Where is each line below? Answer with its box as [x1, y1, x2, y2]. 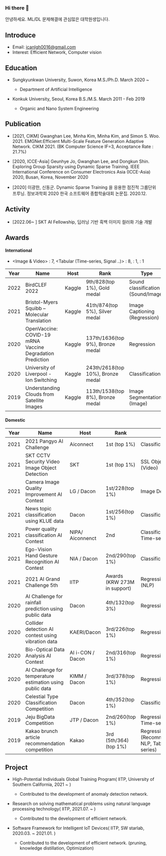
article [25, 734, 41, 741]
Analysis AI [25, 652, 51, 659]
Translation [25, 317, 51, 324]
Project [5, 763, 28, 771]
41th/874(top [85, 302, 118, 309]
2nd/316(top [105, 649, 136, 656]
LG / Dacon [70, 488, 96, 495]
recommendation [25, 740, 65, 747]
